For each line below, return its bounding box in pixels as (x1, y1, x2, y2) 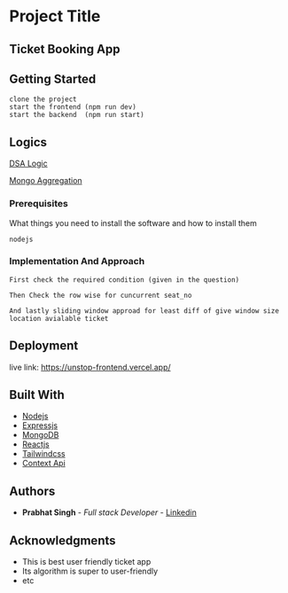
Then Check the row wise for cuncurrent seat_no (9, 291, 192, 300)
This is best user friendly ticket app (21, 557, 152, 567)
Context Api (21, 458, 66, 469)
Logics (9, 135, 47, 150)
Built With (9, 387, 65, 402)
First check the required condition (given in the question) (9, 275, 240, 285)
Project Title (9, 6, 101, 27)
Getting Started (9, 71, 97, 86)
